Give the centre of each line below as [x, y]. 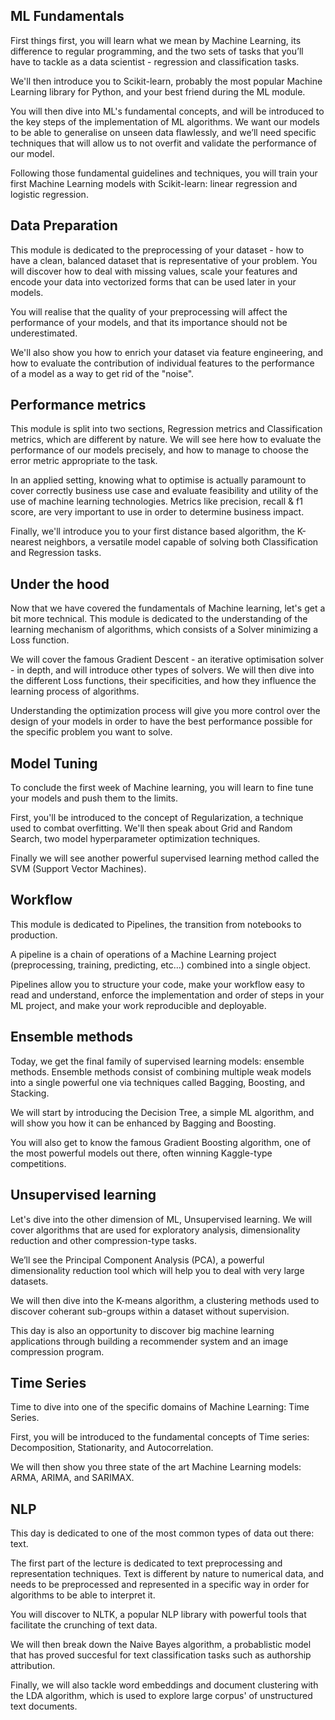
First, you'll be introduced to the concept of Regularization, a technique [157, 818]
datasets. [29, 1281]
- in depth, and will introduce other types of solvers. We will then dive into [162, 670]
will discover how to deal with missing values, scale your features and [154, 271]
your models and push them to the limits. [94, 798]
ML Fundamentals [67, 16]
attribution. [33, 1666]
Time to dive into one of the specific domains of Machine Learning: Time [160, 1407]
